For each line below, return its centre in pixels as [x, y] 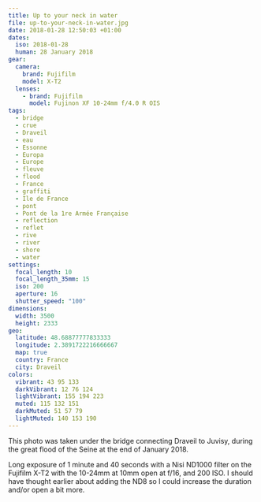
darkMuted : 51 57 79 [49, 411]
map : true [31, 353]
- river [28, 243]
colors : [21, 374]
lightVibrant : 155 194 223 [60, 396]
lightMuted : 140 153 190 [56, 418]
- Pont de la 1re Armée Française [72, 214]
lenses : [28, 89]
